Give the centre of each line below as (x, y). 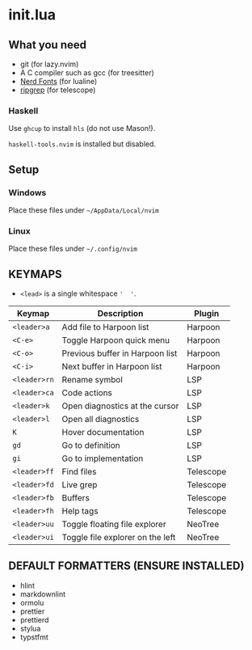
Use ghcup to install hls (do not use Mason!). (82, 129)
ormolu (32, 602)
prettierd (34, 619)
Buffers (76, 498)
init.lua (32, 15)
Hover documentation (103, 433)
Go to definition (91, 445)
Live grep (80, 485)
